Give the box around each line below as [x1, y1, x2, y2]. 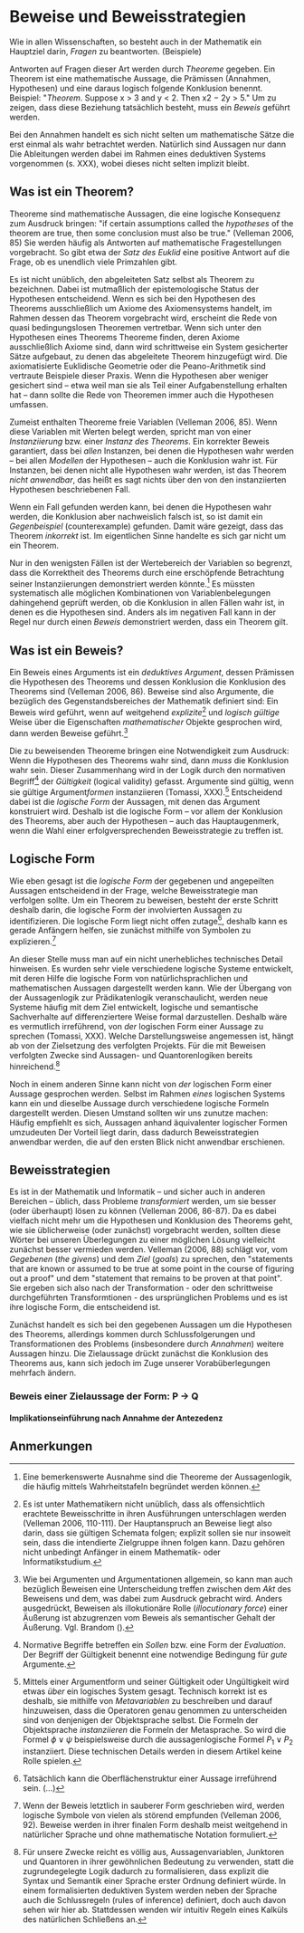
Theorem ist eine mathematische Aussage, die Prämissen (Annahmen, [9, 72, 271, 83]
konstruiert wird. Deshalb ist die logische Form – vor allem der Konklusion [9, 806, 283, 817]
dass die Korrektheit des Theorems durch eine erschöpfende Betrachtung [9, 567, 285, 578]
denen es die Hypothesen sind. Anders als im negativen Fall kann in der [9, 607, 276, 617]
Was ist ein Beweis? [9, 643, 124, 658]
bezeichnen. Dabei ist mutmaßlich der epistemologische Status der [9, 283, 260, 294]
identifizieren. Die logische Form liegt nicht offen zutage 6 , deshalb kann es [9, 914, 288, 926]
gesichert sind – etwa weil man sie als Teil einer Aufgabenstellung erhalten [9, 379, 288, 390]
